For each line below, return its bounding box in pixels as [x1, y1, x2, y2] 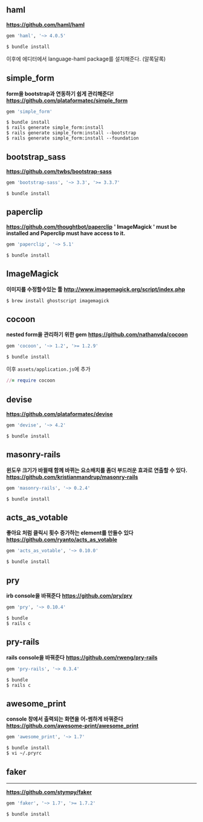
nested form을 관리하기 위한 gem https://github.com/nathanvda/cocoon [6, 331, 188, 339]
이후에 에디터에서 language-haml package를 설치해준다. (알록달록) [6, 55, 166, 62]
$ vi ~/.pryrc [6, 750, 42, 756]
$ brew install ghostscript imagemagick [6, 297, 110, 304]
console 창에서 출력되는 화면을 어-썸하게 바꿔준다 [6, 715, 124, 723]
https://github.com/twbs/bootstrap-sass [6, 168, 112, 175]
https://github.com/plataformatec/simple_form [6, 96, 128, 104]
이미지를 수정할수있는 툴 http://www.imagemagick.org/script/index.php [6, 285, 185, 293]
